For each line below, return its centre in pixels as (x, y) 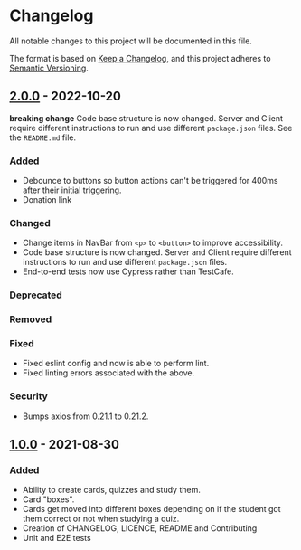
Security (28, 396)
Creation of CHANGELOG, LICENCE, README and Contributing (140, 528)
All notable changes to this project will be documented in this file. (131, 41)
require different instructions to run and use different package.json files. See (151, 128)
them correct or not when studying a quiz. (101, 519)
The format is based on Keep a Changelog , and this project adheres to (140, 58)
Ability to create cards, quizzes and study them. (111, 490)
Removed (31, 319)
